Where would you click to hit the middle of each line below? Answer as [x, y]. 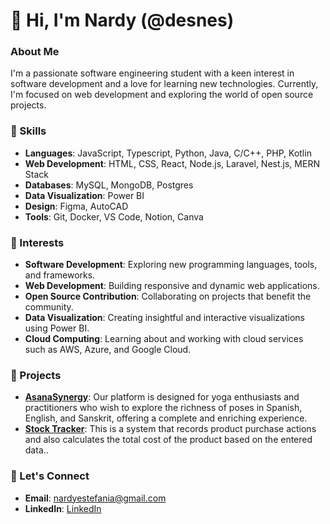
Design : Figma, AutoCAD [76, 206]
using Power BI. [57, 328]
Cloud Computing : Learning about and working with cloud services [164, 339]
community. [49, 307]
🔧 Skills [28, 131]
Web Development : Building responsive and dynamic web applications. [172, 286]
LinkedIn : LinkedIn [63, 508]
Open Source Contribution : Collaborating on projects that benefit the [168, 296]
